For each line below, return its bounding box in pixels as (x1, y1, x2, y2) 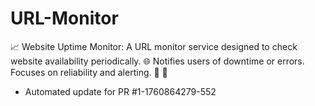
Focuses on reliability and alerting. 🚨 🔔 (10, 66, 168, 78)
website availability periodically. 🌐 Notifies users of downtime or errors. (10, 55, 305, 67)
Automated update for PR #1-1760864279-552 (24, 85, 217, 97)
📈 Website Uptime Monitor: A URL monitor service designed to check (10, 40, 298, 52)
